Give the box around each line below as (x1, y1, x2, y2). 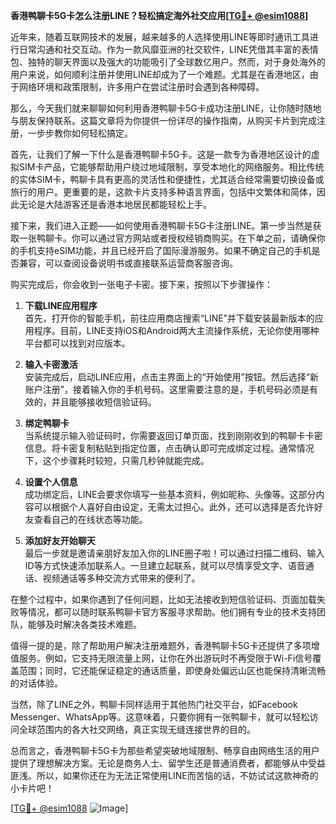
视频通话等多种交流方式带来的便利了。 (42, 572, 201, 584)
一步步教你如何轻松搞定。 (27, 127, 133, 139)
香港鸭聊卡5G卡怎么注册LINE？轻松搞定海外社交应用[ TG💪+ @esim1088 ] (10, 10, 309, 21)
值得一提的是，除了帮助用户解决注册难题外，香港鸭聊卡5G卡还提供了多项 (10, 640, 312, 651)
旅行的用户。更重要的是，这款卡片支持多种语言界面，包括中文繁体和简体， (10, 186, 317, 198)
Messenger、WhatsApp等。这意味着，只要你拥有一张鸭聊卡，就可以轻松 (10, 711, 310, 723)
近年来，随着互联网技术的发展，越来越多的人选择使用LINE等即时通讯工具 (10, 31, 310, 43)
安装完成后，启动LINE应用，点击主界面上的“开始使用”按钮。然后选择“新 (24, 371, 319, 383)
